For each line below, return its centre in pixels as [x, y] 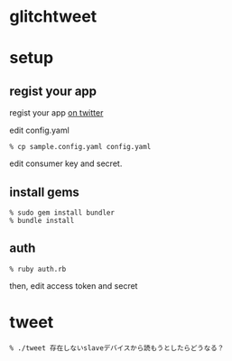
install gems [44, 192]
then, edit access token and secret [74, 285]
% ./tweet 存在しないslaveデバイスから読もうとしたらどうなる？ [117, 348]
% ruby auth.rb [38, 269]
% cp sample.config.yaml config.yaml [80, 147]
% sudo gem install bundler [62, 213]
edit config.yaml [39, 130]
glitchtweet [53, 17]
